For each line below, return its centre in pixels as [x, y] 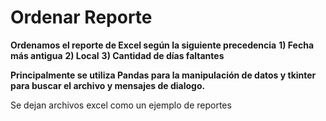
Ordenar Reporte [81, 17]
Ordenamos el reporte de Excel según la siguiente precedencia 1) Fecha [162, 45]
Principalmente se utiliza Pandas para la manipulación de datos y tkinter [163, 75]
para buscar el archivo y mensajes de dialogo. [108, 85]
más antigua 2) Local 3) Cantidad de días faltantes [117, 55]
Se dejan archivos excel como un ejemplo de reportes [121, 105]
